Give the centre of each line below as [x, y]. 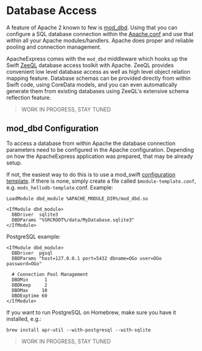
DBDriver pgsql [32, 253]
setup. [14, 163]
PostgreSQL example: [33, 236]
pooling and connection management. [54, 47]
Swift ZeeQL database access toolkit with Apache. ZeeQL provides [90, 65]
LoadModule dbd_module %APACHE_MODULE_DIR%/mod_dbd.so [77, 199]
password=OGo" [24, 264]
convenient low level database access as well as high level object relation [98, 71]
